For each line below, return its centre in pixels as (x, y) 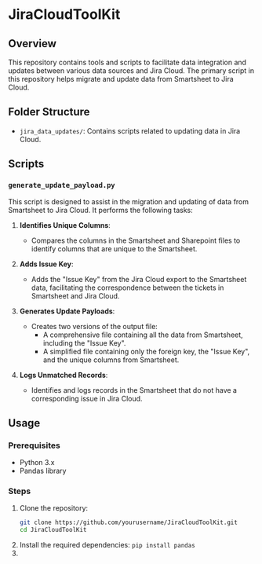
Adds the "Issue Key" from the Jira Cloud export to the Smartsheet (139, 279)
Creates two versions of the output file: (95, 326)
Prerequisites (34, 445)
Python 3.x (37, 463)
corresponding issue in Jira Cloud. (87, 398)
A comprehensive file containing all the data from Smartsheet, (143, 335)
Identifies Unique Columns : (65, 225)
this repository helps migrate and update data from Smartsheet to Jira (121, 79)
